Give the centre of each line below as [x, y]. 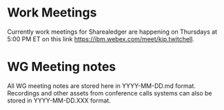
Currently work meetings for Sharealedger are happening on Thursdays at [112, 32]
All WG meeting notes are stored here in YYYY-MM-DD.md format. [102, 86]
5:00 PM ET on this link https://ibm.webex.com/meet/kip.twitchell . [101, 38]
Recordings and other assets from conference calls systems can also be [110, 93]
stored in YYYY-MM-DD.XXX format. [59, 100]
